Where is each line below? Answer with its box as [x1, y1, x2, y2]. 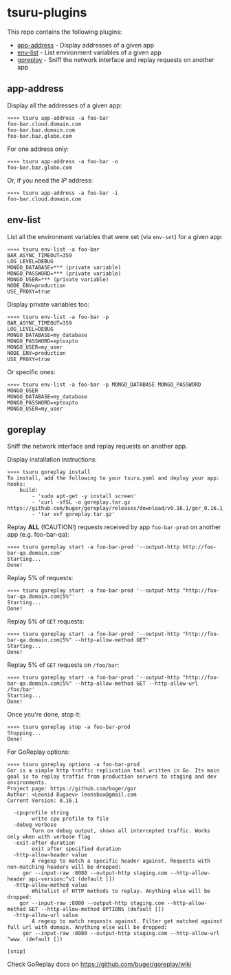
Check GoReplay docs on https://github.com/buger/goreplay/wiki [7, 960, 192, 969]
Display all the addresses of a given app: [7, 101, 122, 110]
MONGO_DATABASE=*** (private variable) [7, 264, 122, 271]
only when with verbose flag [7, 834, 91, 841]
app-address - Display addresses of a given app [16, 41, 155, 49]
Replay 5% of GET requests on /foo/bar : [7, 661, 120, 669]
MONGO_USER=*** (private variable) [7, 276, 109, 283]
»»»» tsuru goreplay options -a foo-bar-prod [7, 761, 140, 768]
